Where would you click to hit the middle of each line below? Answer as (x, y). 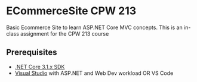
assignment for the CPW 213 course (64, 33)
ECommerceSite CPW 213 (71, 11)
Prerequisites (32, 53)
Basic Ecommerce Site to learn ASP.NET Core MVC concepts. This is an (95, 27)
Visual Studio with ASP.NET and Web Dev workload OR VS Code (94, 73)
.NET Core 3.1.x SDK (40, 67)
